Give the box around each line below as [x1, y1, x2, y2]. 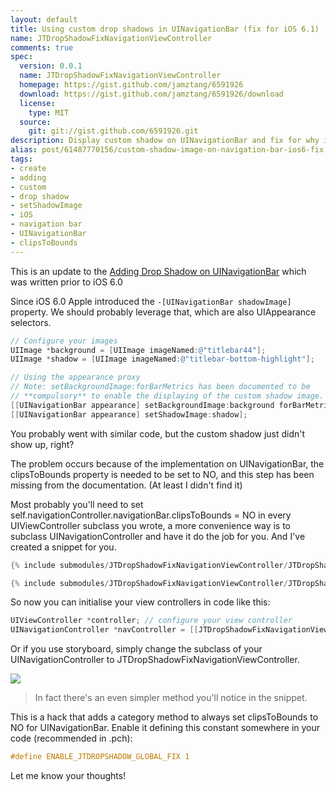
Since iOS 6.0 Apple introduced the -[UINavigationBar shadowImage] [10, 295, 292, 307]
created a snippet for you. [10, 541, 117, 553]
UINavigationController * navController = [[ [10, 625, 199, 635]
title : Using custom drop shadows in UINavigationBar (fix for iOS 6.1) [10, 24, 320, 34]
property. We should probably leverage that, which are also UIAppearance [10, 306, 317, 318]
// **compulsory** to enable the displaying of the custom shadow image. [10, 391, 325, 401]
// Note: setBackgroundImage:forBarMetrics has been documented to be [10, 382, 311, 392]
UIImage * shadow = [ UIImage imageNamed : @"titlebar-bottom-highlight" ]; [10, 354, 315, 365]
